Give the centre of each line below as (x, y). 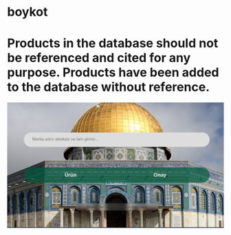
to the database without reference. (109, 87)
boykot (27, 12)
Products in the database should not (113, 44)
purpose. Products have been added (113, 72)
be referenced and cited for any (99, 58)
